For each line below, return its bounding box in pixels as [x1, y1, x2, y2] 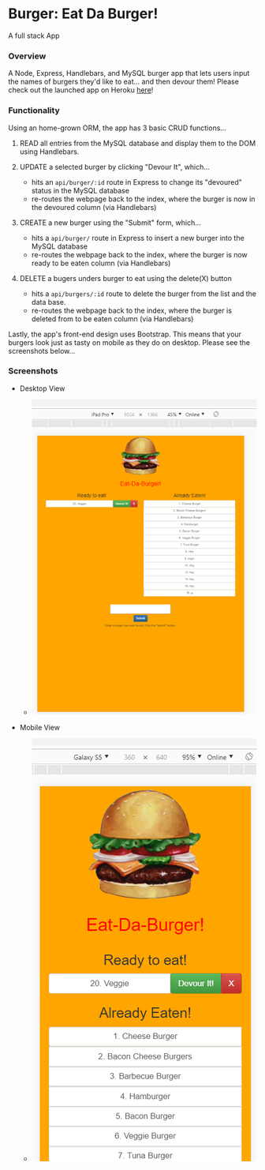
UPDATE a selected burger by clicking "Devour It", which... [19, 162, 211, 171]
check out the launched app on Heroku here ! [8, 85, 154, 95]
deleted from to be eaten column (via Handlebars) [31, 313, 194, 324]
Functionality [8, 105, 61, 116]
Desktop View [19, 384, 65, 393]
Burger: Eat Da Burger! [8, 5, 159, 23]
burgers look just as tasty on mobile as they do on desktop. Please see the [8, 337, 251, 347]
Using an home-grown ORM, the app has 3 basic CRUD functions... [8, 123, 227, 133]
